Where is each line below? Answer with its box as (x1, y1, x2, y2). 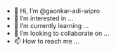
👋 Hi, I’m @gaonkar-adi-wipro (13, 7, 101, 15)
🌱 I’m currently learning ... (13, 22, 89, 30)
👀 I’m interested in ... (13, 14, 74, 22)
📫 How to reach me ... (13, 37, 79, 45)
